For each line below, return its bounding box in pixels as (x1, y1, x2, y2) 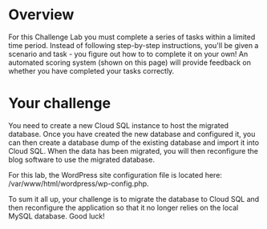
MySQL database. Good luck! (8, 211, 106, 221)
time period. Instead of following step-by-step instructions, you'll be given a (8, 40, 259, 50)
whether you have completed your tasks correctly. (8, 66, 175, 75)
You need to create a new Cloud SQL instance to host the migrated (8, 120, 229, 130)
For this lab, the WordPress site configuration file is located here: (8, 170, 223, 179)
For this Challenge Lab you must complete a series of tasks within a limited (8, 32, 256, 42)
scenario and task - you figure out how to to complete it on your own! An (8, 49, 249, 58)
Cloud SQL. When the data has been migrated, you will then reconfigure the (8, 146, 259, 155)
